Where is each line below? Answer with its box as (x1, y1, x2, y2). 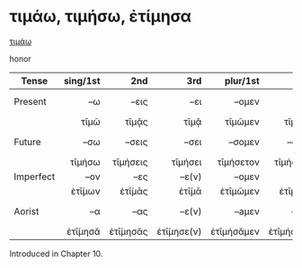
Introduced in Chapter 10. (9, 248, 103, 259)
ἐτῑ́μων (70, 185, 101, 197)
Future (13, 135, 42, 148)
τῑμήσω (70, 155, 101, 168)
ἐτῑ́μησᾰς (109, 225, 148, 238)
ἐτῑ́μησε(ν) (156, 225, 202, 238)
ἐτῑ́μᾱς (120, 185, 148, 197)
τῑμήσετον (217, 155, 261, 168)
